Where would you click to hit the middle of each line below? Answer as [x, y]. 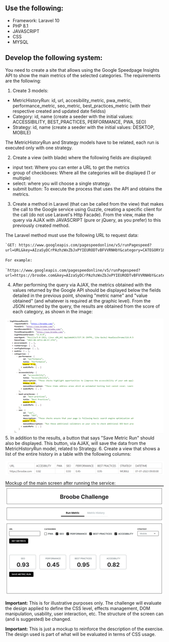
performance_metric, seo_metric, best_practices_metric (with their [81, 106]
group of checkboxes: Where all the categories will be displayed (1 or [84, 172]
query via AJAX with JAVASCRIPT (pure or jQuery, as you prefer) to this [87, 220]
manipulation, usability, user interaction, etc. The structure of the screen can [84, 614]
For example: [19, 260]
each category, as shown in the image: [53, 311]
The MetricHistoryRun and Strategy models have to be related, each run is [82, 142]
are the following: [23, 81]
